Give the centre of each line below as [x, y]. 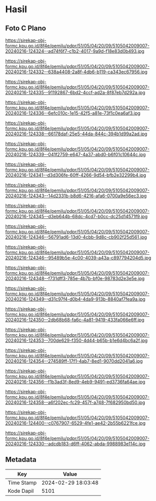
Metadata [21, 460]
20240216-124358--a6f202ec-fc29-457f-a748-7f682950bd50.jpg [75, 402]
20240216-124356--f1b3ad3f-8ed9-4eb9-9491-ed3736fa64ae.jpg [75, 382]
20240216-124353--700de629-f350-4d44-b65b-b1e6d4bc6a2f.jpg [76, 340]
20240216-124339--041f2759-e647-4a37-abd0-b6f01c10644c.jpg [75, 154]
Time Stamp [22, 483]
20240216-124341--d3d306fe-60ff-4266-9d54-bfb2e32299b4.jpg [76, 175]
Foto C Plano [26, 28]
